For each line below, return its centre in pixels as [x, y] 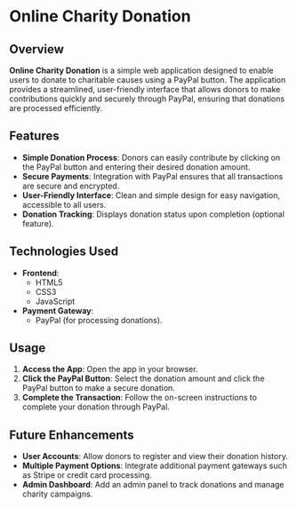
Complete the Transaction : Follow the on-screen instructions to [140, 398]
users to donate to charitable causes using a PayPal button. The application [148, 80]
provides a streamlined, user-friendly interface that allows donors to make [145, 89]
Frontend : [40, 273]
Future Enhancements [72, 435]
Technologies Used [64, 252]
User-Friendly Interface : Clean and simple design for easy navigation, [151, 195]
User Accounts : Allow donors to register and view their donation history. [155, 456]
